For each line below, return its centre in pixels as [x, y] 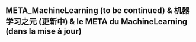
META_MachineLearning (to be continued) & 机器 [98, 11]
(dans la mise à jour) [44, 31]
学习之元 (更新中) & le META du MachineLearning [97, 22]
